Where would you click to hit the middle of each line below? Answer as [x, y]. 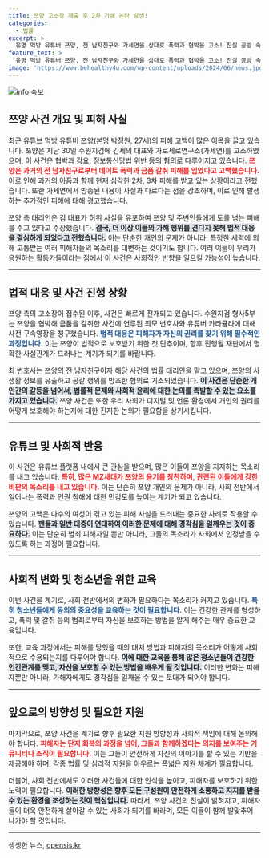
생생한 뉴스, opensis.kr [45, 845]
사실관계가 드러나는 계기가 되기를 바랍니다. [89, 354]
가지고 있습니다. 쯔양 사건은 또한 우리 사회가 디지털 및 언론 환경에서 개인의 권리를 [134, 401]
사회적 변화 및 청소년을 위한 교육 [82, 579]
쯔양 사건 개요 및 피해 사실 [68, 120]
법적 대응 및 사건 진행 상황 [68, 292]
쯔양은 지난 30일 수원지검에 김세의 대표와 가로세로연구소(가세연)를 [128, 150]
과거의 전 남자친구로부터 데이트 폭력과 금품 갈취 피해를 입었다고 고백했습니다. [141, 170]
